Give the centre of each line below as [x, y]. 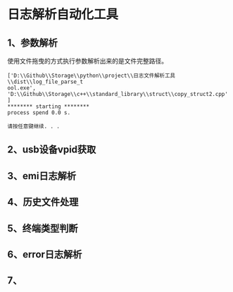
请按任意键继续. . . [34, 126]
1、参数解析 [33, 43]
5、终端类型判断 [43, 228]
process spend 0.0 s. [39, 113]
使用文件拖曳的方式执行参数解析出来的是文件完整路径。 [87, 61]
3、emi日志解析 [42, 176]
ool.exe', [22, 88]
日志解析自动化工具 [63, 14]
